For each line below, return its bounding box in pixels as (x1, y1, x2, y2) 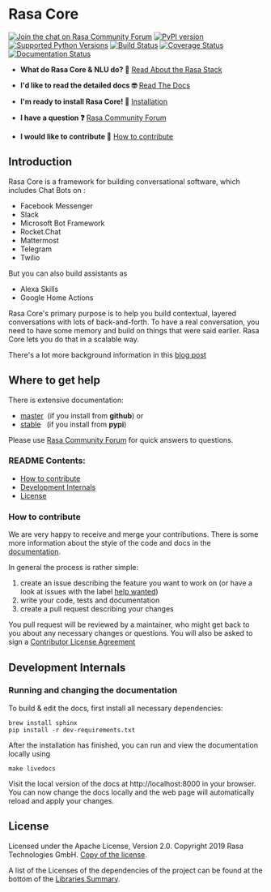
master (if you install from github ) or (19, 410, 144, 420)
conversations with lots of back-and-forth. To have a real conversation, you (8, 317, 260, 327)
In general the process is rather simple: (8, 563, 139, 573)
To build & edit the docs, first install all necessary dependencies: (8, 703, 224, 713)
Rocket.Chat (19, 226, 61, 236)
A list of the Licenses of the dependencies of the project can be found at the (8, 865, 263, 875)
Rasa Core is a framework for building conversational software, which (8, 176, 240, 187)
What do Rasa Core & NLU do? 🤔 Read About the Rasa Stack (19, 64, 222, 74)
